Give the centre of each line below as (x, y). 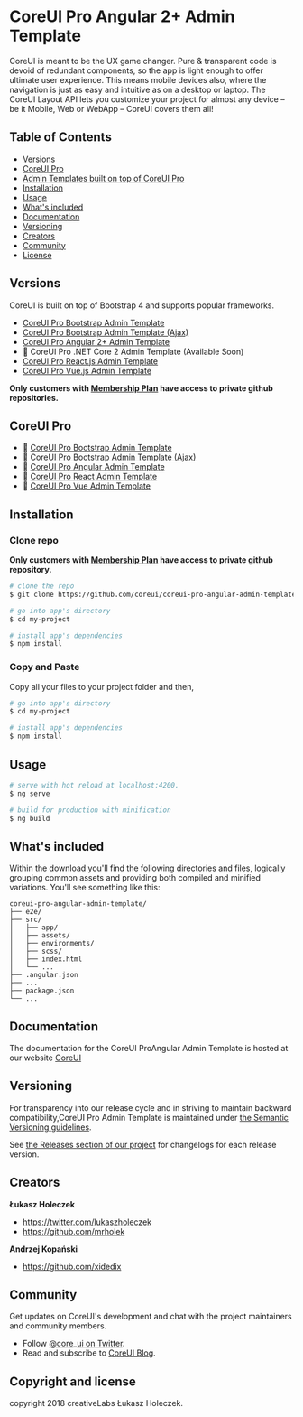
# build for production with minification (90, 810)
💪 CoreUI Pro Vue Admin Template (87, 486)
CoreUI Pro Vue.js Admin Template (87, 370)
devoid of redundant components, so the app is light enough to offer (136, 70)
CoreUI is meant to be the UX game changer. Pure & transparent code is (143, 61)
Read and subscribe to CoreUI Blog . (89, 1353)
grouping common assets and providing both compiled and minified (135, 878)
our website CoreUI (46, 1058)
